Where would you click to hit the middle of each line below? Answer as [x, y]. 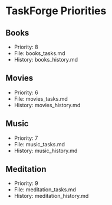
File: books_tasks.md [39, 53]
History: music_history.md [46, 150]
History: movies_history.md [47, 105]
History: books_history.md [46, 60]
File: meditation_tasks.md [45, 190]
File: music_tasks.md [39, 144]
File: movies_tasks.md [41, 98]
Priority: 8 [26, 47]
